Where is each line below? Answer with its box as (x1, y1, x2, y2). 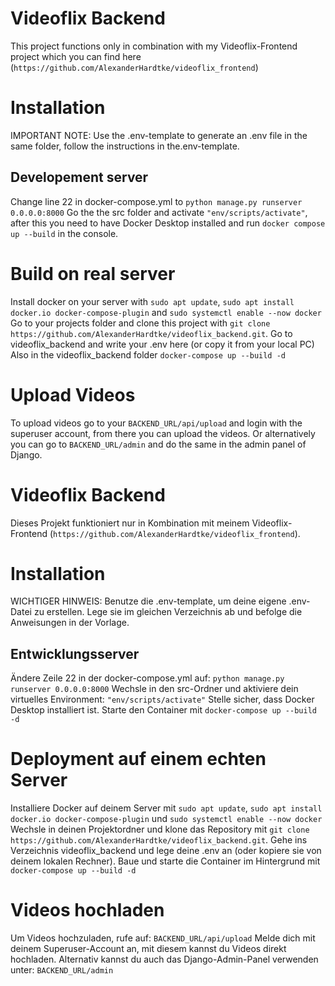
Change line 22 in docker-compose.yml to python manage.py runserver (10, 195, 303, 207)
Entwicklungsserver (10, 645, 140, 662)
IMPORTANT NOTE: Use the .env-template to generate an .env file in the (10, 129, 308, 141)
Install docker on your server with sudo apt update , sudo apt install (10, 295, 295, 307)
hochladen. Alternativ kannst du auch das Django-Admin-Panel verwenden (10, 953, 319, 966)
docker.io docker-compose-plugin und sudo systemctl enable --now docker (10, 813, 323, 825)
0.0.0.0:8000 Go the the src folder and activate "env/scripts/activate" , (10, 206, 308, 218)
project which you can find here (10, 50, 142, 62)
